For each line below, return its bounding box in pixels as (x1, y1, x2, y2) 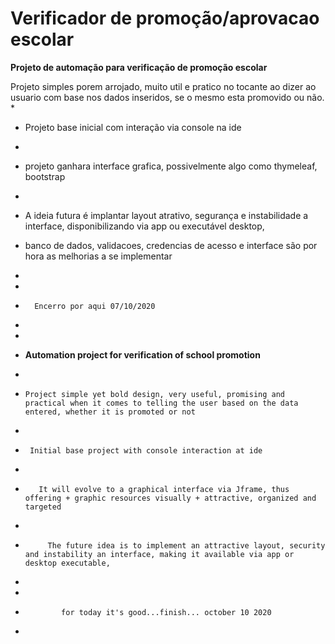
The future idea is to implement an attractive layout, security (47, 540, 326, 551)
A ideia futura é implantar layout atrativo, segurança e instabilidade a (24, 209, 309, 221)
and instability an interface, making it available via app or (24, 549, 295, 559)
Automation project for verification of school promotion (24, 348, 261, 361)
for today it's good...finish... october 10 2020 (61, 607, 272, 617)
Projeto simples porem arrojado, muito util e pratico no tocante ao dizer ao (10, 80, 317, 92)
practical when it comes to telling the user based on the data (24, 398, 299, 408)
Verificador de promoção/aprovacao (10, 7, 320, 30)
